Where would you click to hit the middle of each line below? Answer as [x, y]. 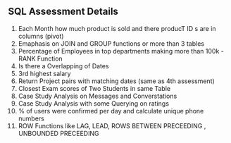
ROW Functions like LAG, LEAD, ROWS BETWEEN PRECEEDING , [112, 125]
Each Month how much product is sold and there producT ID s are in [117, 28]
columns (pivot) [41, 36]
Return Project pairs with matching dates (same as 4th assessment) [117, 81]
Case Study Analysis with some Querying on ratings [94, 103]
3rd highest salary [44, 73]
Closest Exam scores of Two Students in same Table [94, 88]
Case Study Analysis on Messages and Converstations [98, 96]
